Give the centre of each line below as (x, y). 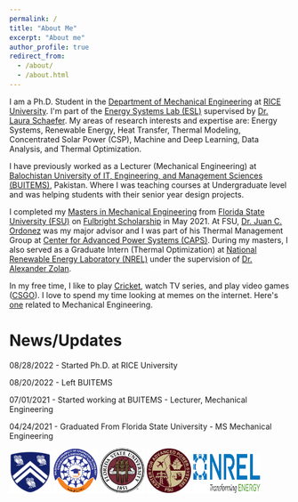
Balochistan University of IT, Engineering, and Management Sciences (136, 175)
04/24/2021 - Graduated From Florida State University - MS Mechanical (141, 426)
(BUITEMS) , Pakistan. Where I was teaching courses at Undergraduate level (148, 185)
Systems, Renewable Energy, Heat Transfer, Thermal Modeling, (125, 130)
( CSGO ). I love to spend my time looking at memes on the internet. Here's (144, 295)
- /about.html (43, 76)
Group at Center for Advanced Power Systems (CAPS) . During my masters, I (149, 239)
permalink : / (33, 19)
